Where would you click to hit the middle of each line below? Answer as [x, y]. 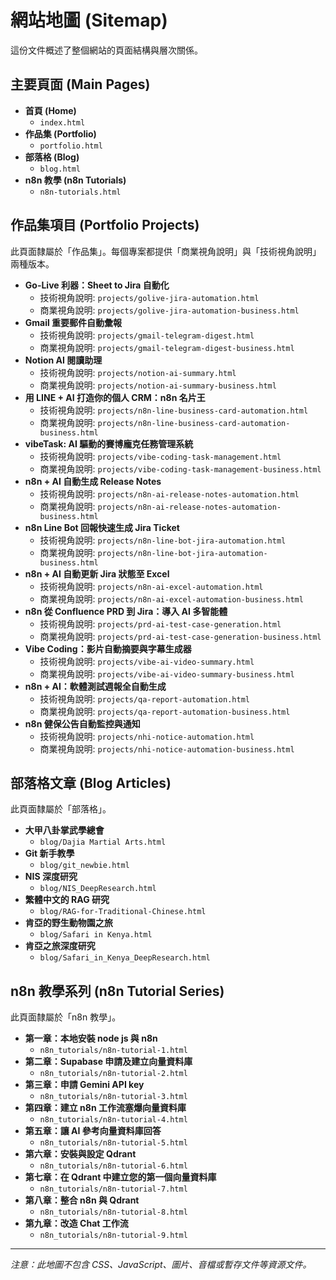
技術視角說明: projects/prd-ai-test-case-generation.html [160, 623]
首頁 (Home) [50, 110]
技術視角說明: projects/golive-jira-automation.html [149, 297]
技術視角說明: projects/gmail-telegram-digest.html [147, 335]
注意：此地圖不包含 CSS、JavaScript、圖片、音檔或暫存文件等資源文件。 [161, 1265]
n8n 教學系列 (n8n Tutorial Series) [117, 991]
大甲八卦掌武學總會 [64, 830]
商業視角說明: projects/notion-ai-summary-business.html [158, 385]
